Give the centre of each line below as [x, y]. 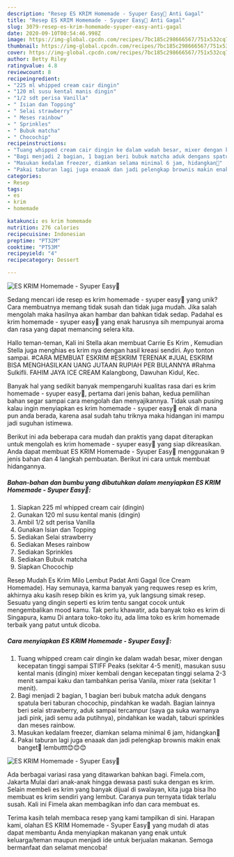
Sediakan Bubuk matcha [52, 559]
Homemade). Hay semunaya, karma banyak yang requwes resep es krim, [112, 587]
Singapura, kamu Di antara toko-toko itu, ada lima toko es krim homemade [114, 617]
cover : [17, 53]
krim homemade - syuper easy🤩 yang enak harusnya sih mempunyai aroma [116, 322]
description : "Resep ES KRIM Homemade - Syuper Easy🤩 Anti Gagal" [106, 14]
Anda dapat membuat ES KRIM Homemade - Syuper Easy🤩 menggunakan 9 [116, 452]
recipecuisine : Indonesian [46, 234]
